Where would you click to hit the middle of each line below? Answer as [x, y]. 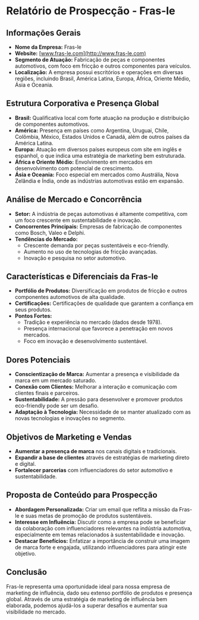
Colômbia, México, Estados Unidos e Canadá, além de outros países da [102, 136]
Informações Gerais [44, 33]
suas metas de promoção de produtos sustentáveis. [89, 516]
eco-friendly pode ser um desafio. [57, 406]
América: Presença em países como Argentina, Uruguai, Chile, [92, 130]
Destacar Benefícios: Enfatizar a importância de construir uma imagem [102, 540]
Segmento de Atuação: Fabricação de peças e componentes [90, 60]
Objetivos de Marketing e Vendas [69, 437]
